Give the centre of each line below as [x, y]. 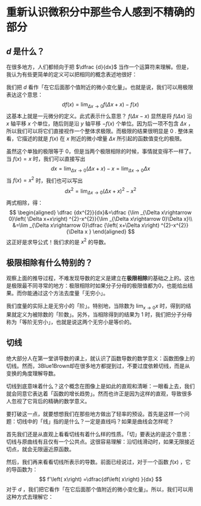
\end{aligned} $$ [114, 231]
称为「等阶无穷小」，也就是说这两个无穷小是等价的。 [70, 322]
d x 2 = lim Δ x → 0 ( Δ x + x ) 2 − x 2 [100, 191]
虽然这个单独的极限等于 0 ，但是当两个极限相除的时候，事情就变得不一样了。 [100, 151]
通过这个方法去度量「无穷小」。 [70, 293]
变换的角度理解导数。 [32, 373]
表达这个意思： [25, 95]
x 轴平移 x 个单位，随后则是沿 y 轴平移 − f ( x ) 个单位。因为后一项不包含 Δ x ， [100, 123]
